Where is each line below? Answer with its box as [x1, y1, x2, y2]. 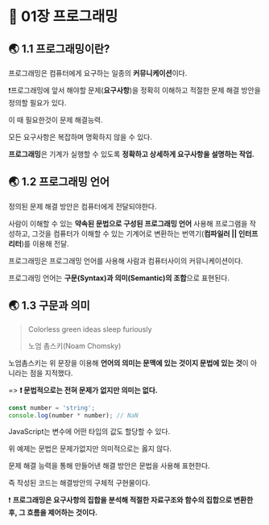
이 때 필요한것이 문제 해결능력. [8, 115, 103, 125]
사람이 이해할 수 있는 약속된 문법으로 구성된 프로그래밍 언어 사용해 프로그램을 [8, 218, 248, 228]
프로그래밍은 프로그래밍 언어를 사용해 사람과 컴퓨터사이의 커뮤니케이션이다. [8, 255, 243, 266]
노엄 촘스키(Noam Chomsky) [27, 341, 122, 350]
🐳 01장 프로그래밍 [8, 7, 118, 26]
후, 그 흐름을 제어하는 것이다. [8, 508, 98, 518]
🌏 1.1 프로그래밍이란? [8, 42, 110, 56]
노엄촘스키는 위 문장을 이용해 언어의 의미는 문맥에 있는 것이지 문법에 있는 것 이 [8, 358, 249, 367]
